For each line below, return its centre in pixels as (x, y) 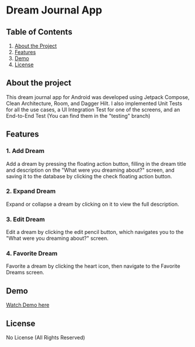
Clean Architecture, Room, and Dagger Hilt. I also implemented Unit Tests (94, 103)
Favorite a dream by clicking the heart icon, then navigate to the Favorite (93, 266)
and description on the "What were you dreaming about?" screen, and (90, 170)
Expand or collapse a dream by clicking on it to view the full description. (93, 204)
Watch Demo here (28, 305)
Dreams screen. (25, 273)
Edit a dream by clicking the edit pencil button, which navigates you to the (95, 232)
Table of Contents (39, 32)
